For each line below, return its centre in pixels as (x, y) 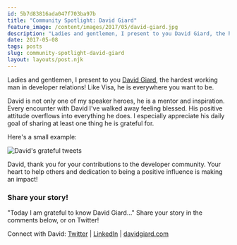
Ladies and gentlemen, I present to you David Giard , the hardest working (113, 80)
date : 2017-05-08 (33, 40)
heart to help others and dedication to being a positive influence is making (115, 171)
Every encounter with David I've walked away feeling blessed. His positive (115, 108)
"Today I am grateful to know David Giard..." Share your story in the (105, 213)
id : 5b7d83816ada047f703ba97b (52, 14)
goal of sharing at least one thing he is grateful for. (81, 123)
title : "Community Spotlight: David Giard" (72, 20)
